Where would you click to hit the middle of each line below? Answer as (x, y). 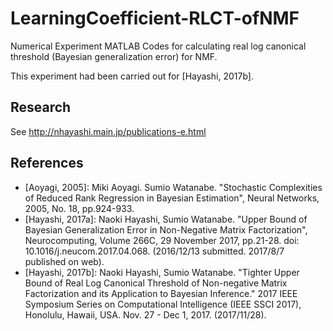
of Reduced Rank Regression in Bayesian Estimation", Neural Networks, (172, 198)
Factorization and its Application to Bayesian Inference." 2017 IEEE (161, 293)
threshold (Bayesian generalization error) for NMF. (114, 56)
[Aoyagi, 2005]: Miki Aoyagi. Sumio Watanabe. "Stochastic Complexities (173, 187)
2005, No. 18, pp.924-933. (79, 208)
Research (41, 107)
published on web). (64, 261)
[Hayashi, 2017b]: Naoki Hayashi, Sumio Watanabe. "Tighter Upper (162, 272)
